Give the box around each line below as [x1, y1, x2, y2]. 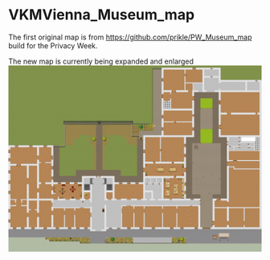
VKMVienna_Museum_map [8, 6, 195, 24]
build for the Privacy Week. [8, 40, 98, 50]
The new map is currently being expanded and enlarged [8, 56, 194, 66]
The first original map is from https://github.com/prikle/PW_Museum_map [8, 32, 252, 42]
